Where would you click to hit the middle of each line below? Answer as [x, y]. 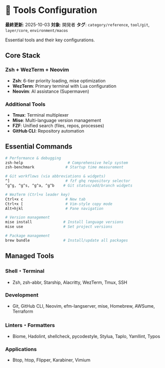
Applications [21, 350]
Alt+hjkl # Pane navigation [54, 208]
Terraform [23, 311]
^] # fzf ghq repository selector [68, 181]
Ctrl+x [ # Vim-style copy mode [59, 204]
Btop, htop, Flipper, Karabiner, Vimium [51, 360]
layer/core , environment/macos [37, 30]
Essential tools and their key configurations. [50, 40]
